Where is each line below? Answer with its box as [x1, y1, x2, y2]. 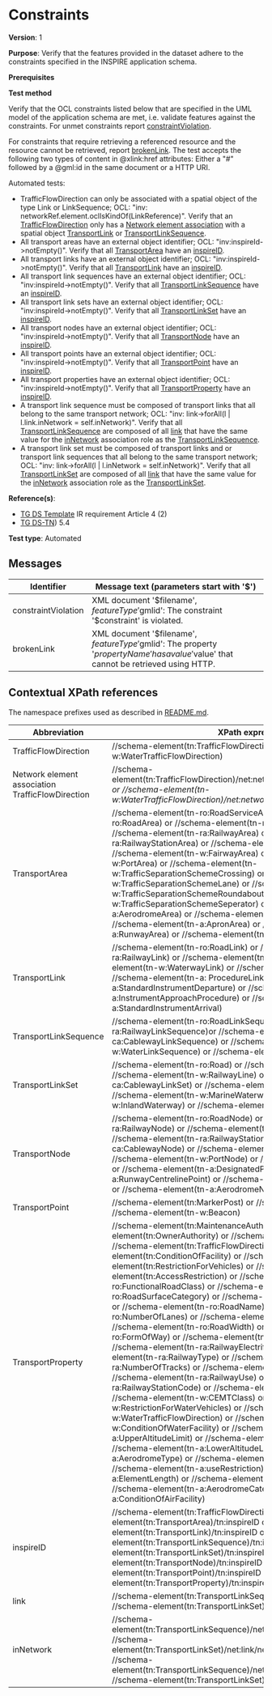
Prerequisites [8, 72, 55, 82]
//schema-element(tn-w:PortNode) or [112, 1153, 259, 1164]
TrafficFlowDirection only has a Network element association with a [19, 219, 245, 229]
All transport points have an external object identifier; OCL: [19, 348, 217, 358]
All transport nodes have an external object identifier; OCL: [19, 322, 217, 333]
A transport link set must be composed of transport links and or [19, 443, 232, 453]
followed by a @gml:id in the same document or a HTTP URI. [8, 162, 210, 172]
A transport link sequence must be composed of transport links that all [19, 400, 256, 410]
